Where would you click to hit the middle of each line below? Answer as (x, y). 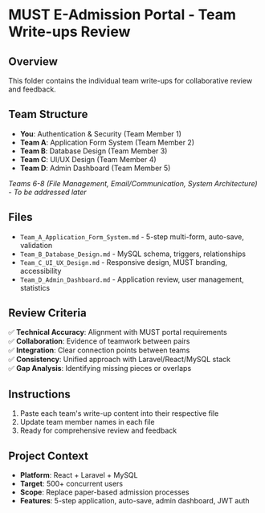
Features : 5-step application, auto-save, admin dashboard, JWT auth (135, 501)
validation (36, 245)
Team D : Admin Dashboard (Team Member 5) (95, 168)
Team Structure (48, 114)
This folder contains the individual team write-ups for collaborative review (130, 81)
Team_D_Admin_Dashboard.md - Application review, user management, (132, 279)
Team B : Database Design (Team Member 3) (94, 151)
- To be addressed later (47, 192)
